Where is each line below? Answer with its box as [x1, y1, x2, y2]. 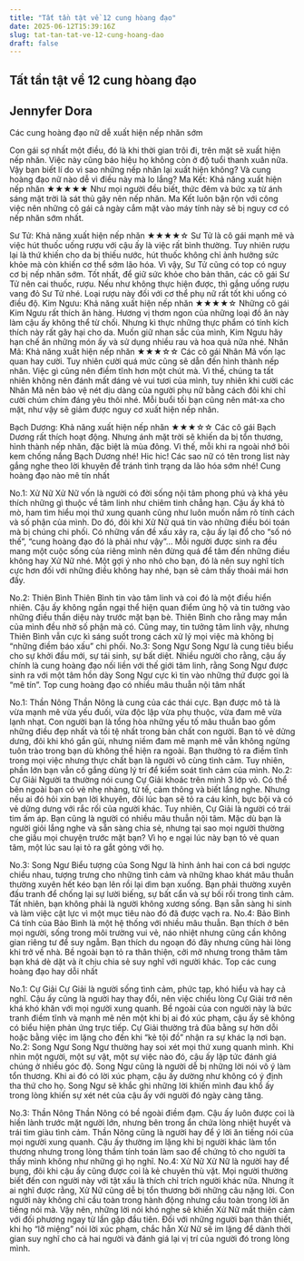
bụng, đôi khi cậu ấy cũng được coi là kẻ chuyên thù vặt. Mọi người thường [9, 1165, 289, 1176]
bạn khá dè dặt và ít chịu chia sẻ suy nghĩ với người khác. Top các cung [9, 956, 277, 967]
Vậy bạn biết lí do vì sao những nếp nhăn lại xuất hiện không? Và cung [9, 165, 271, 176]
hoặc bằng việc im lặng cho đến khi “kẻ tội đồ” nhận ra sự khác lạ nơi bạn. [9, 1032, 287, 1043]
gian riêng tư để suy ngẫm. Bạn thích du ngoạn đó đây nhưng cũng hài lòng [9, 937, 292, 948]
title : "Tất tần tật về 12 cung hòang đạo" [9, 13, 177, 23]
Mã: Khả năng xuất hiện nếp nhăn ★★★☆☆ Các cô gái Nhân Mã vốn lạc [9, 347, 286, 358]
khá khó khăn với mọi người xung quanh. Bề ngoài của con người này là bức [9, 1003, 292, 1014]
